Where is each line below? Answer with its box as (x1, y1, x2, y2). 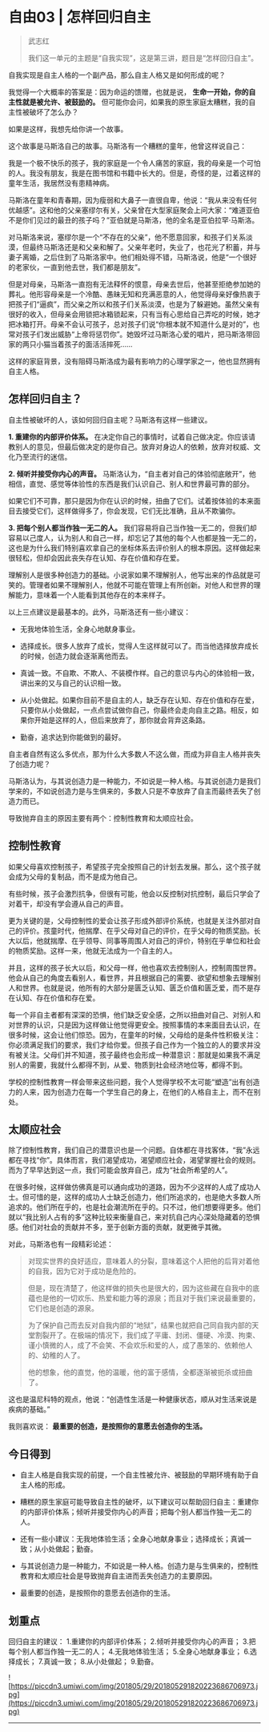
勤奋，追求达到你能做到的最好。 (19, 732, 126, 741)
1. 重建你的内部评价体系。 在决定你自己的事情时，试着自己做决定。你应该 (8, 432, 249, 441)
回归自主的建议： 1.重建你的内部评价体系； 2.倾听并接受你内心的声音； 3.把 (8, 1637, 256, 1646)
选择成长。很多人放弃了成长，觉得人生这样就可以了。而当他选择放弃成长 (19, 641, 259, 650)
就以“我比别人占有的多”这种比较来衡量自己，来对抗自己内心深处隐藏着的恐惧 (8, 1212, 260, 1222)
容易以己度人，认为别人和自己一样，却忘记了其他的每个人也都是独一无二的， (8, 532, 261, 542)
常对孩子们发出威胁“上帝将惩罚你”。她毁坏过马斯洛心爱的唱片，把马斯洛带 (8, 329, 254, 339)
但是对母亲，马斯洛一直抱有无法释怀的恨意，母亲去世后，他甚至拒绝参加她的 (8, 279, 261, 289)
